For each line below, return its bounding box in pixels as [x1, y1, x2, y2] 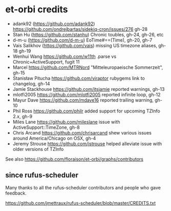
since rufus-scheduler [5, 171, 78, 180]
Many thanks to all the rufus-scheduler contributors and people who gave [5, 184, 161, 190]
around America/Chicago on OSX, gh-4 [12, 135, 96, 141]
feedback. [5, 190, 27, 196]
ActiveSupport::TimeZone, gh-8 [12, 124, 80, 130]
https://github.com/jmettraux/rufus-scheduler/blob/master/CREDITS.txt [5, 200, 156, 206]
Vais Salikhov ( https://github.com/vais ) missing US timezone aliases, [12, 42, 158, 48]
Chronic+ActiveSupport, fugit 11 [12, 59, 80, 65]
